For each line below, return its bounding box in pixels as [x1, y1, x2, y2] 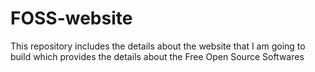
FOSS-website [10, 7, 133, 30]
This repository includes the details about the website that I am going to [10, 40, 306, 52]
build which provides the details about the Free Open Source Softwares [10, 50, 305, 62]
